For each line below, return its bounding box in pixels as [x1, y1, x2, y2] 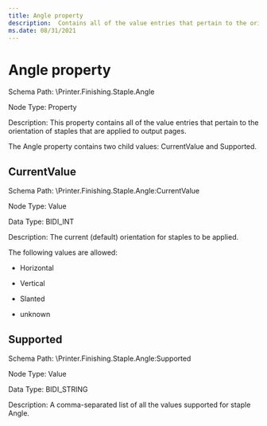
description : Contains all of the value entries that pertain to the [8, 19, 247, 27]
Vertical [19, 279, 45, 288]
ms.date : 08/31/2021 [8, 26, 77, 34]
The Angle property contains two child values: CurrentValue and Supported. [8, 142, 257, 151]
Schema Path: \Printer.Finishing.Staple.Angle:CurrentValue [8, 186, 200, 196]
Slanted [19, 294, 45, 303]
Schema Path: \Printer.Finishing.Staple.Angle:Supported [8, 354, 192, 363]
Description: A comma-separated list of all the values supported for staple [8, 400, 251, 409]
